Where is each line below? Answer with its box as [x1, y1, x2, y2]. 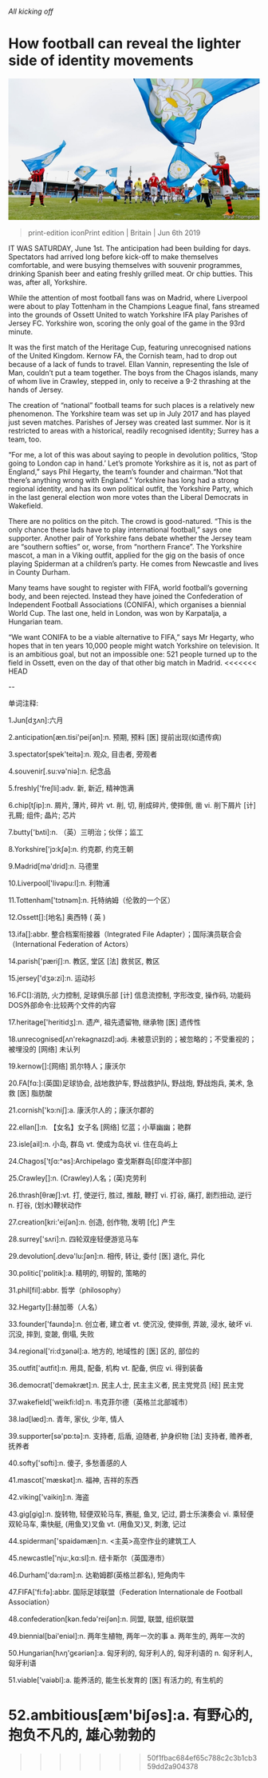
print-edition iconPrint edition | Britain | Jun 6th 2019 [27, 228, 201, 238]
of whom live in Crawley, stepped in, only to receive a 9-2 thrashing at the [8, 377, 251, 386]
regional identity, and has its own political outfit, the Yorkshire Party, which [8, 484, 254, 493]
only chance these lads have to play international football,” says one [8, 525, 232, 535]
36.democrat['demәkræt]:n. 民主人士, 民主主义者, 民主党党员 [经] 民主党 [8, 1380, 245, 1390]
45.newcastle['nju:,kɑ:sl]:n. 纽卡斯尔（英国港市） [8, 1553, 169, 1563]
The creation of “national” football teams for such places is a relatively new [8, 401, 255, 410]
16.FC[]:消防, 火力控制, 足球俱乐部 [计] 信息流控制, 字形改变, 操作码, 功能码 [8, 990, 251, 1000]
